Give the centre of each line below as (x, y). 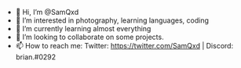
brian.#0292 (36, 57)
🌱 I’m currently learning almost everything (83, 29)
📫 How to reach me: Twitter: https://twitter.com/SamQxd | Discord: (124, 46)
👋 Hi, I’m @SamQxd (47, 12)
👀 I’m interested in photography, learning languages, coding (112, 20)
